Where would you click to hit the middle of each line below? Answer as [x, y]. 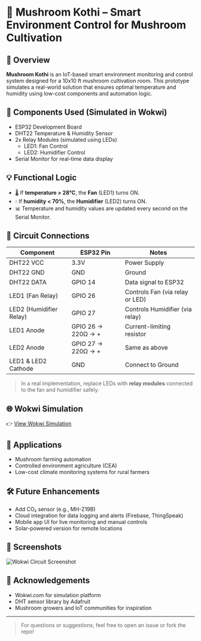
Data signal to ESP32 [154, 282]
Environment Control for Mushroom [96, 25]
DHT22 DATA [28, 282]
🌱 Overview [28, 60]
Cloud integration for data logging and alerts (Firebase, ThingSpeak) [99, 515]
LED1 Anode [27, 330]
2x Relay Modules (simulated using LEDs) [66, 139]
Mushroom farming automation [53, 460]
